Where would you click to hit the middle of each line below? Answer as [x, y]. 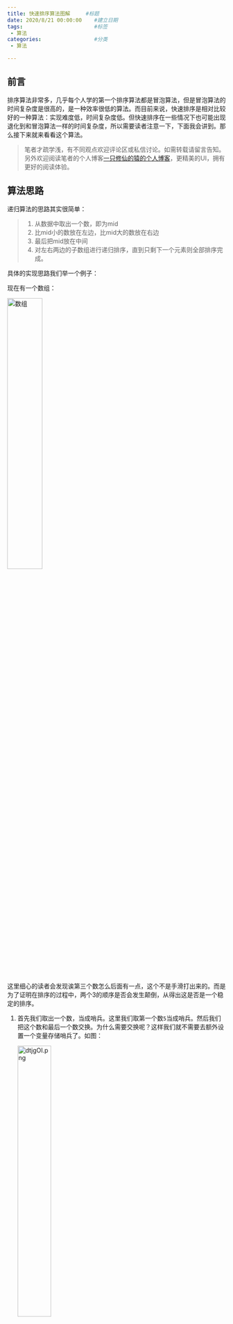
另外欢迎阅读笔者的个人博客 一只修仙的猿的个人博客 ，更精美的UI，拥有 [124, 158]
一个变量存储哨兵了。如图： [63, 1035]
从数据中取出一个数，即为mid [76, 224]
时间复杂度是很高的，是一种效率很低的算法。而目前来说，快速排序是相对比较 [116, 108]
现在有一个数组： [32, 288]
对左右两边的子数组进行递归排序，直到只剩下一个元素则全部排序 [126, 249]
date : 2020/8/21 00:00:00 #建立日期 [63, 20]
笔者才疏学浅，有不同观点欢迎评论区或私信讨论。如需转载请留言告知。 [124, 149]
